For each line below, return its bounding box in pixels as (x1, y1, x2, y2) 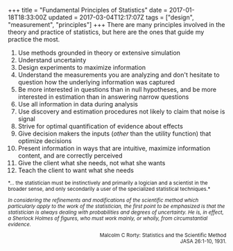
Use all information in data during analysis (17, 100, 138, 108)
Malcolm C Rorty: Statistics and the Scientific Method (99, 232, 227, 239)
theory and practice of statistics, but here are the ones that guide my (8, 28, 205, 36)
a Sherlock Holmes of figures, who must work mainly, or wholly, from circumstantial (8, 214, 208, 222)
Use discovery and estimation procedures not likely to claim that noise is (17, 107, 225, 115)
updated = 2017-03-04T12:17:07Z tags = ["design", (48, 13, 194, 21)
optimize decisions (17, 137, 72, 145)
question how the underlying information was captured (17, 78, 175, 86)
